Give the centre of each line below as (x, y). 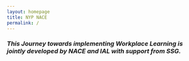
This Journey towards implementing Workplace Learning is (95, 44)
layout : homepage (28, 12)
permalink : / (23, 23)
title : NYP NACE (27, 17)
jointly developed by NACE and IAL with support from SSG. (94, 51)
